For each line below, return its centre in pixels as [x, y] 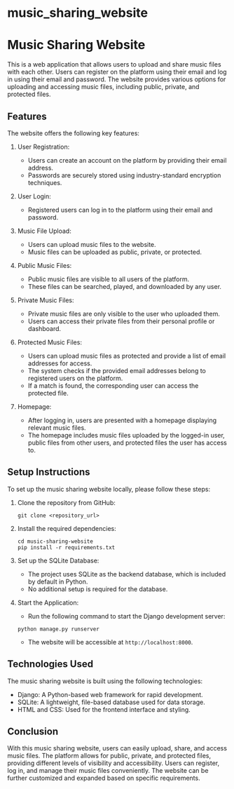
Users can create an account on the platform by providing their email [127, 160]
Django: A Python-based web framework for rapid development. [110, 694]
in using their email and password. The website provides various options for [117, 79]
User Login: [34, 196]
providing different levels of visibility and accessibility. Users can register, [113, 763]
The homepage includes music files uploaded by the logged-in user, [126, 435]
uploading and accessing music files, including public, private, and [103, 87]
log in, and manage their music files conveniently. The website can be [108, 771]
